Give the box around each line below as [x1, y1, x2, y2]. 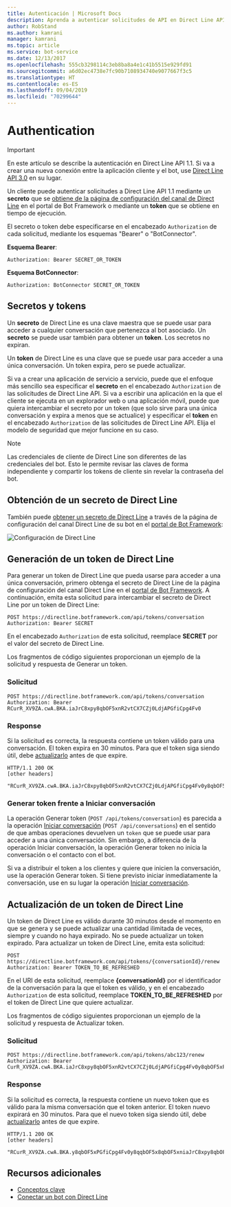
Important [7, 145, 35, 154]
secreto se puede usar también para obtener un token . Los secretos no [7, 333, 210, 342]
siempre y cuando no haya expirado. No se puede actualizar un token [7, 932, 204, 940]
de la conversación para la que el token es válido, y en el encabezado [7, 984, 205, 992]
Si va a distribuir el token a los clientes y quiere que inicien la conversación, [7, 864, 221, 872]
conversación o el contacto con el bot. [7, 851, 116, 859]
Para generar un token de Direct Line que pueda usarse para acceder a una [7, 571, 221, 580]
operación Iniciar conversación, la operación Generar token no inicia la [7, 843, 208, 852]
